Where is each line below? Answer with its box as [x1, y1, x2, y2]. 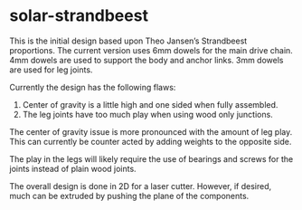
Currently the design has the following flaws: [9, 81, 176, 92]
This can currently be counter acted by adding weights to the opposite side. [9, 136, 292, 147]
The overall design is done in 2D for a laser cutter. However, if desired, [9, 180, 272, 191]
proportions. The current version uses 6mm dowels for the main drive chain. [9, 44, 294, 55]
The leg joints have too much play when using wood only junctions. [22, 109, 273, 119]
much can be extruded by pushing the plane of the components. [9, 190, 250, 201]
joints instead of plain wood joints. [9, 163, 137, 174]
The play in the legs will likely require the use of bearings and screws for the [9, 153, 294, 164]
